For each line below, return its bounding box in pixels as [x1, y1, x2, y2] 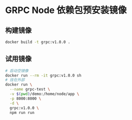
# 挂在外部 [5, 77, 25, 82]
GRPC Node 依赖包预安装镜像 [5, 4, 127, 16]
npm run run [9, 110, 35, 115]
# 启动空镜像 [5, 68, 28, 73]
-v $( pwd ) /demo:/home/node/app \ [9, 91, 79, 96]
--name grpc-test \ [9, 87, 50, 92]
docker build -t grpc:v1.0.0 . [5, 39, 70, 44]
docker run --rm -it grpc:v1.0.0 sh [5, 73, 81, 78]
